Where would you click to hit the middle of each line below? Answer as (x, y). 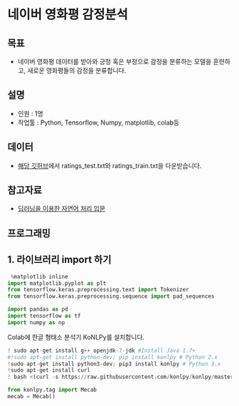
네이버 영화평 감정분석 (68, 15)
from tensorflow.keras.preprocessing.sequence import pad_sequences (111, 296)
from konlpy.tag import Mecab (52, 390)
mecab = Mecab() (31, 397)
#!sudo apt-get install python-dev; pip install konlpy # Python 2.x (113, 357)
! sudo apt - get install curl (49, 370)
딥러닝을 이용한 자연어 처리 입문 (61, 209)
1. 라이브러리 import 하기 (59, 260)
